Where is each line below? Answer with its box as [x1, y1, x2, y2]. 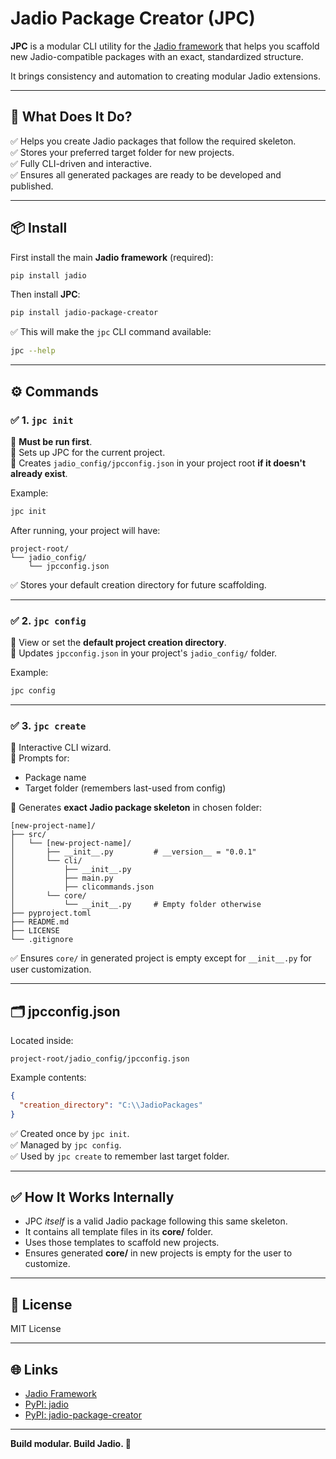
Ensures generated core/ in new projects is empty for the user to [24, 1247, 293, 1259]
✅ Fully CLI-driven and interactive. [10, 157, 152, 169]
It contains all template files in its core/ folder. [24, 1226, 214, 1238]
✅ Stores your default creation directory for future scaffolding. [10, 578, 267, 591]
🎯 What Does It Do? [10, 108, 133, 126]
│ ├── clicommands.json [10, 882, 155, 892]
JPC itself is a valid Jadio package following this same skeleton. [24, 1215, 288, 1227]
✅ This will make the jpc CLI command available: [10, 326, 212, 338]
